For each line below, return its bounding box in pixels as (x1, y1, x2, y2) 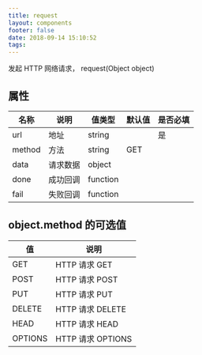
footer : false (8, 26, 55, 34)
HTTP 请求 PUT (54, 289, 113, 300)
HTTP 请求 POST (54, 274, 118, 285)
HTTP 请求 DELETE (54, 304, 126, 315)
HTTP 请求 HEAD (54, 318, 119, 329)
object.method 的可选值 (8, 218, 126, 232)
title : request (8, 11, 58, 20)
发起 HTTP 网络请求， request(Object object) (8, 64, 155, 74)
